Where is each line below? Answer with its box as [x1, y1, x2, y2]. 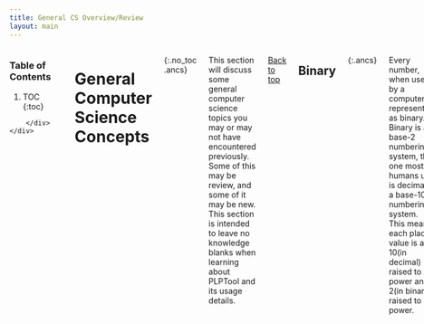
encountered [207, 141, 256, 152]
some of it [207, 189, 246, 200]
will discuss [207, 64, 252, 75]
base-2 [388, 131, 416, 142]
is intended [207, 218, 251, 229]
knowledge [207, 237, 251, 248]
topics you [207, 112, 248, 123]
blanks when [207, 246, 256, 258]
